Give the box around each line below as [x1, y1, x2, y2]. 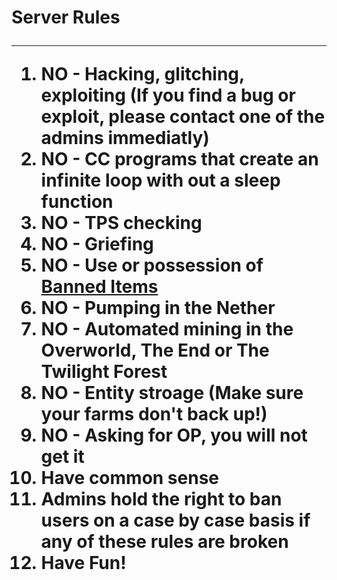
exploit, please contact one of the [40, 106, 326, 128]
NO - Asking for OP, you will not [40, 424, 308, 447]
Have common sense [40, 467, 220, 490]
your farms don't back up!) [40, 403, 268, 426]
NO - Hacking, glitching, [40, 63, 245, 86]
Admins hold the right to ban [40, 488, 283, 511]
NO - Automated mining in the [40, 318, 294, 341]
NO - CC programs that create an [40, 148, 319, 171]
